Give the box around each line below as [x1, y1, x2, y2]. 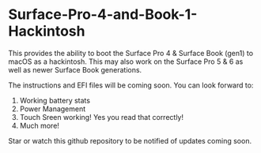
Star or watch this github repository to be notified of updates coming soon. [8, 136, 252, 145]
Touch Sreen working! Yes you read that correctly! [19, 112, 184, 121]
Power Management [19, 104, 86, 114]
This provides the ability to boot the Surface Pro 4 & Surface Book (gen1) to [8, 48, 254, 58]
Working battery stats [19, 95, 91, 105]
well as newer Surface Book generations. [8, 65, 142, 74]
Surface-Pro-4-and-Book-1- [8, 6, 198, 24]
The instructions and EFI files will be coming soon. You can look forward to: [8, 80, 254, 90]
